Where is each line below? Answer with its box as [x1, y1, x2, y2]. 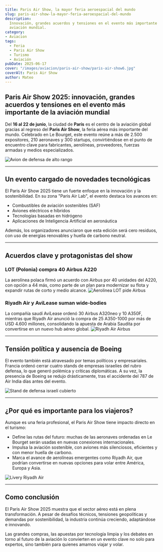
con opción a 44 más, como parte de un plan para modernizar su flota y [5, 282, 149, 288]
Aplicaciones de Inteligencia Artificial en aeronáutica [12, 218, 117, 224]
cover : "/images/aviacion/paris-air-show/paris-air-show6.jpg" [5, 66, 136, 71]
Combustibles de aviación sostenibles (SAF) [12, 202, 100, 208]
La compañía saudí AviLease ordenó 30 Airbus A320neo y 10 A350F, [5, 311, 143, 316]
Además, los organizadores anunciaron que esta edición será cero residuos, [5, 227, 158, 234]
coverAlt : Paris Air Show [5, 71, 57, 75]
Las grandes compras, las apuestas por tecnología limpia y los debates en [5, 531, 153, 537]
